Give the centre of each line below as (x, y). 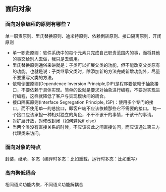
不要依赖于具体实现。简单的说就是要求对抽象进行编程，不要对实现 (88, 90)
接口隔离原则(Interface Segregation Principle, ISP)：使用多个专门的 (81, 102)
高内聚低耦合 (21, 173)
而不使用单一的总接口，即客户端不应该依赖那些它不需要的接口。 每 (89, 108)
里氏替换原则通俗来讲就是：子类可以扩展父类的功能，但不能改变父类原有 (86, 65)
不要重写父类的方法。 (34, 77)
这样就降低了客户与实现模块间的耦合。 (69, 96)
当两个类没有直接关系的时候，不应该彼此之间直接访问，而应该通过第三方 (86, 127)
